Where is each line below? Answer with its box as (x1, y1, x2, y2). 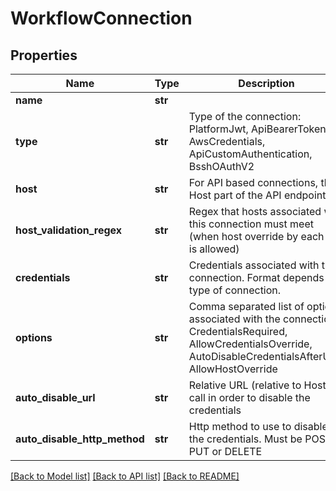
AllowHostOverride (188, 362, 278, 376)
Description (238, 77, 295, 90)
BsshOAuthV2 (188, 160, 255, 173)
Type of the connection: (188, 110, 302, 123)
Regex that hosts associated (188, 205, 322, 218)
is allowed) (188, 242, 240, 256)
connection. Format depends (188, 271, 325, 284)
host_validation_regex (15, 223, 123, 237)
